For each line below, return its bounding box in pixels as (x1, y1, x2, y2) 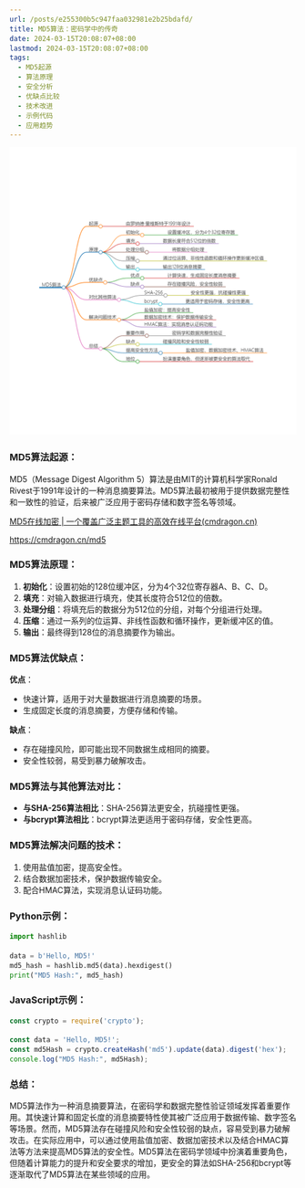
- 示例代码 (17, 110, 54, 121)
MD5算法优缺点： (9, 651, 87, 664)
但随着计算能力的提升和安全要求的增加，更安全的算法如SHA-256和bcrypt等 (9, 1158, 292, 1169)
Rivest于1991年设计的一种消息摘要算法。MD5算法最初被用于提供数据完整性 (9, 485, 290, 496)
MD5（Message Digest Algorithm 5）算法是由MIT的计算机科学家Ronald (9, 473, 278, 484)
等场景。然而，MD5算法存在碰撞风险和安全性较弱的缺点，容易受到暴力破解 (9, 1123, 291, 1134)
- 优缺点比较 (17, 91, 61, 100)
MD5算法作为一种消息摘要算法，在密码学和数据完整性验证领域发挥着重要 (9, 1100, 283, 1111)
